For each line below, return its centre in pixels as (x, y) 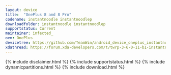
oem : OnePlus (19, 38)
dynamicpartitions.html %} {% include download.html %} (65, 67)
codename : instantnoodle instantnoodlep (49, 19)
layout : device (21, 10)
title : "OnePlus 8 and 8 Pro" (38, 15)
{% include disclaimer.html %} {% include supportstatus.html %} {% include (85, 61)
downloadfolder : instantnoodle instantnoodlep (55, 24)
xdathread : (17, 47)
